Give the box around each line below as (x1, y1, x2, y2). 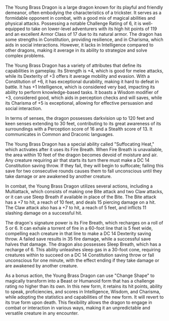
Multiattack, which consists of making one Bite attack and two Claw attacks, (5, 189, 163, 194)
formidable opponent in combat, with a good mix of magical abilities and (5, 15, 155, 21)
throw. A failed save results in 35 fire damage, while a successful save (5, 236, 151, 242)
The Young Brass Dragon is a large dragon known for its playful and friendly (5, 5, 163, 10)
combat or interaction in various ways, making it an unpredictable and (5, 305, 150, 310)
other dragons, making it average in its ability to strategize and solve (5, 48, 147, 53)
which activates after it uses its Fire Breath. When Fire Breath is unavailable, (5, 147, 163, 152)
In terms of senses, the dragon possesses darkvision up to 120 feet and (5, 115, 154, 121)
